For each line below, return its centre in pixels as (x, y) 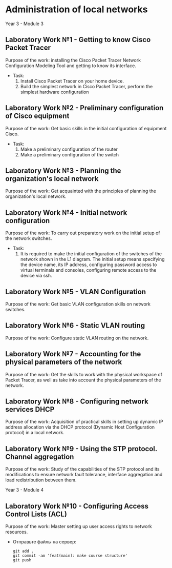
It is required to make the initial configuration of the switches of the (91, 254)
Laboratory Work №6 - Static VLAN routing (75, 326)
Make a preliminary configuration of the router (69, 149)
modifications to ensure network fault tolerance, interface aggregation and (84, 475)
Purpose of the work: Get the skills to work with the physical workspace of (84, 374)
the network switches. (29, 238)
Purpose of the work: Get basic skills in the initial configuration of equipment (86, 128)
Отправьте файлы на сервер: (45, 542)
